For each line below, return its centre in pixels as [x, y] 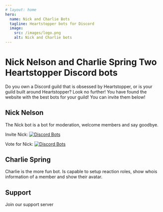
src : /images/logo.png [38, 33]
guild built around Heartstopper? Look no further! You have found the [76, 92]
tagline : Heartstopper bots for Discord [52, 24]
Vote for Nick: [19, 144]
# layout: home [21, 10]
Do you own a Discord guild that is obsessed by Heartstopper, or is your [79, 86]
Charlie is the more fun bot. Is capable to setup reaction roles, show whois [81, 172]
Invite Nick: [17, 134]
